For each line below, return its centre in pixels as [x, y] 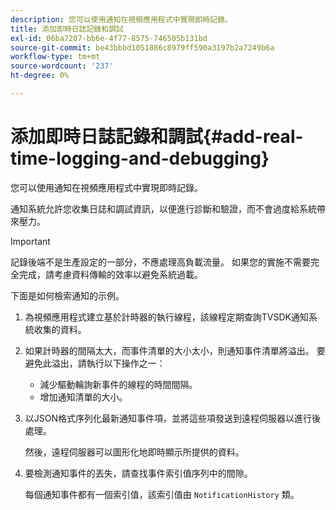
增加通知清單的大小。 [83, 397]
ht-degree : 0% [40, 76]
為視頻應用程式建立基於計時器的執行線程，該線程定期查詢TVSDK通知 [166, 317]
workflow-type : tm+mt [55, 57]
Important [30, 241]
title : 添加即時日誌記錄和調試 [67, 29]
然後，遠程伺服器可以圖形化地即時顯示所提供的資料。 [134, 452]
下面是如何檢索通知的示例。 [67, 295]
